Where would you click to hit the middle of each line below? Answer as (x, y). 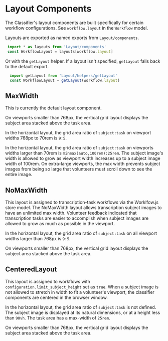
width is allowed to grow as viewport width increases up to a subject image (83, 158)
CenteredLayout (31, 270)
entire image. (19, 175)
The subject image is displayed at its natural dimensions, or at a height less (83, 312)
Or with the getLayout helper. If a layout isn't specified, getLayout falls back (83, 61)
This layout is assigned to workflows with (48, 281)
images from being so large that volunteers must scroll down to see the (79, 169)
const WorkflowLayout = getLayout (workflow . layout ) (65, 80)
